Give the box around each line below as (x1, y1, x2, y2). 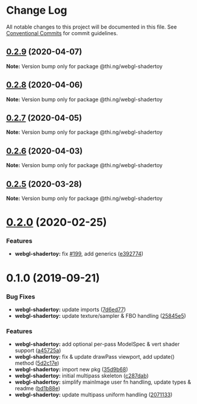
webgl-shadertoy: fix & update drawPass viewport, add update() (14, 353, 175, 361)
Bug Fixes (6, 292, 36, 300)
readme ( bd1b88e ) (14, 385, 61, 392)
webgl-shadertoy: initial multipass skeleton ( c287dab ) (14, 372, 149, 380)
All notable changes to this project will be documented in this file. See (6, 23, 177, 30)
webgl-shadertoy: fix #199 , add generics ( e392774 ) (14, 250, 144, 258)
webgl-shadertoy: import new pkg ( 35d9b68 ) (14, 366, 129, 373)
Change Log (6, 4, 67, 17)
